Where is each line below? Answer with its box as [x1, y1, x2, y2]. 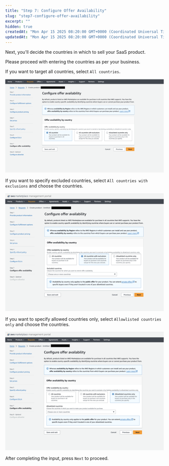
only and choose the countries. [5, 322, 70, 328]
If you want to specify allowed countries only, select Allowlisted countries [5, 316, 162, 322]
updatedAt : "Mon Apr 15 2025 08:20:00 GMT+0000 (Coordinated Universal [5, 35, 158, 40]
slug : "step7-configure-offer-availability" [5, 13, 100, 19]
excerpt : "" [5, 19, 30, 24]
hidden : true [5, 24, 33, 29]
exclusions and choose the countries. [5, 182, 83, 189]
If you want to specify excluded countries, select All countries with [5, 177, 148, 183]
